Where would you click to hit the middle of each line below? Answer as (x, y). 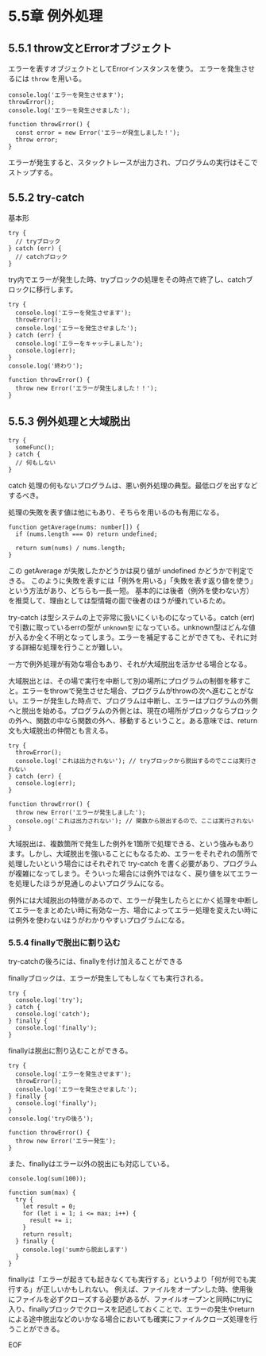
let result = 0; (50, 1206)
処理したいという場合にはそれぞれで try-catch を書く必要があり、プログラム (133, 863)
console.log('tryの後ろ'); (51, 1119)
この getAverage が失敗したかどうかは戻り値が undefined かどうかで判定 (127, 570)
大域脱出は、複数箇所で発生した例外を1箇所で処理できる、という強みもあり (131, 843)
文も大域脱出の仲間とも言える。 (60, 730)
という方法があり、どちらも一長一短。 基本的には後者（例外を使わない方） (131, 590)
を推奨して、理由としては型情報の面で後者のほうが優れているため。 (119, 600)
